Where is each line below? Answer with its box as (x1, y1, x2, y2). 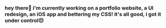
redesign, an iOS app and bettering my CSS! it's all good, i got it (4, 10, 161, 17)
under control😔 (4, 17, 44, 24)
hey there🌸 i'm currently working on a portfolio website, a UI (4, 4, 153, 11)
